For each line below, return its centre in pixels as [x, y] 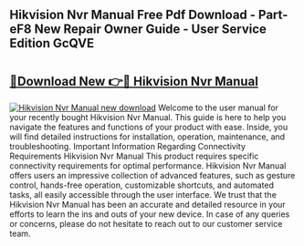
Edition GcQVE [52, 43]
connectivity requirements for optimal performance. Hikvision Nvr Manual [148, 166]
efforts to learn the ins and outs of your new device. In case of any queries [150, 214]
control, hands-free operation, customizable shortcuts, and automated [142, 185]
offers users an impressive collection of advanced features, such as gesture [152, 175]
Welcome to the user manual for [218, 108]
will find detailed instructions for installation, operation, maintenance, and [147, 137]
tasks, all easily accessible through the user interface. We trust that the [143, 195]
